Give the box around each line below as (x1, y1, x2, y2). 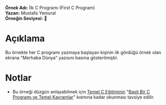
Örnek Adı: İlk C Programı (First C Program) (5, 5, 95, 10)
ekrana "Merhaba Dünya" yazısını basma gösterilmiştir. (5, 54, 118, 60)
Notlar (5, 72, 32, 83)
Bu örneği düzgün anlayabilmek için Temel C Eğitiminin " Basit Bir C (12, 88, 150, 94)
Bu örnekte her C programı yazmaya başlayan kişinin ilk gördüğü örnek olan (5, 49, 161, 55)
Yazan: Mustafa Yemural (5, 10, 56, 16)
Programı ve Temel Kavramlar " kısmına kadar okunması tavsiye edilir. (12, 94, 155, 100)
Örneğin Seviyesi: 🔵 (5, 15, 47, 21)
